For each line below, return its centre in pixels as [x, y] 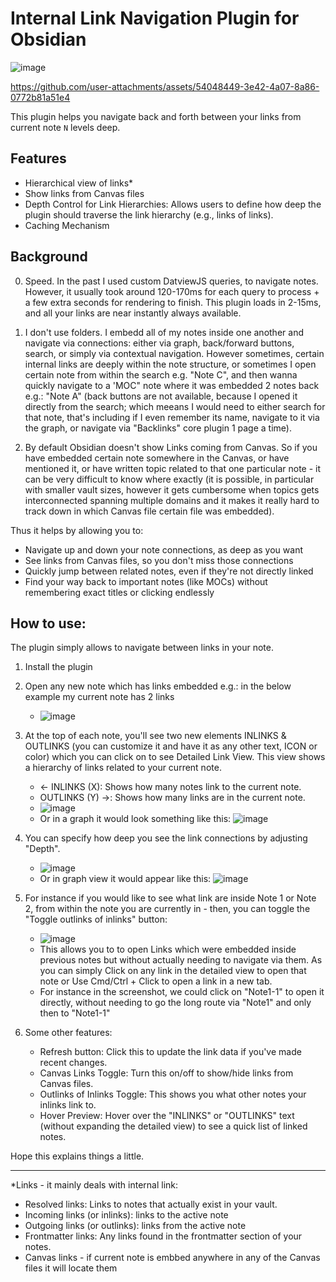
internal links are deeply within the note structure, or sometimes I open [170, 364]
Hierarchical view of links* [79, 183]
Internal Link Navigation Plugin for [155, 18]
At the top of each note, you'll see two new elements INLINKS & [155, 736]
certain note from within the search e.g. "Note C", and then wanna [161, 374]
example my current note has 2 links [99, 697]
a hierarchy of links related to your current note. [123, 768]
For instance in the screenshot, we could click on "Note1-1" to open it [182, 992]
